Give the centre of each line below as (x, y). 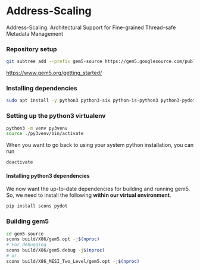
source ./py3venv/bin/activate (45, 134)
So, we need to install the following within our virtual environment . (89, 195)
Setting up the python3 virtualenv (56, 116)
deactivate (20, 162)
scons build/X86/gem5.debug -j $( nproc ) (56, 250)
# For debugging (26, 245)
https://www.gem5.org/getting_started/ (54, 73)
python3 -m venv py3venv (37, 128)
